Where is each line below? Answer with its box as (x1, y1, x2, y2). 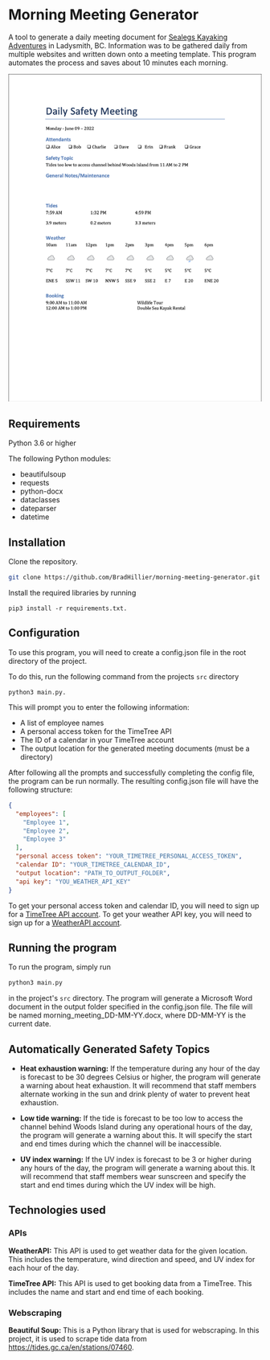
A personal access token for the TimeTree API (19, 726, 172, 736)
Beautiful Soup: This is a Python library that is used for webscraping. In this (8, 1325, 260, 1335)
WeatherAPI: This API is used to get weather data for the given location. (8, 1246, 247, 1256)
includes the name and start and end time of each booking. (8, 1287, 204, 1297)
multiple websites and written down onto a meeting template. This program (8, 49, 257, 59)
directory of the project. (8, 656, 87, 666)
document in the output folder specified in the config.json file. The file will (8, 1002, 253, 1012)
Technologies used (8, 1203, 106, 1217)
